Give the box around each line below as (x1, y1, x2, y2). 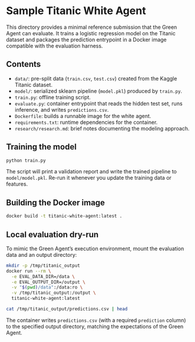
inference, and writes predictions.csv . (14, 106, 109, 113)
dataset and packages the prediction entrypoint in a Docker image (6, 36, 167, 43)
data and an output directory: (6, 251, 77, 258)
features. (6, 180, 28, 187)
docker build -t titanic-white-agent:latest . (6, 213, 123, 219)
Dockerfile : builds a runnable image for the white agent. (14, 112, 151, 119)
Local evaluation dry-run (6, 229, 99, 239)
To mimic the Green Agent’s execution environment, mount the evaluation (6, 245, 184, 252)
